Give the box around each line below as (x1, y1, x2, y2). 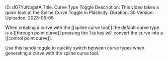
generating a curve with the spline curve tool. (5, 50, 100, 56)
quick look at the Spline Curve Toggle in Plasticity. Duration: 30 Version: (5, 9, 154, 15)
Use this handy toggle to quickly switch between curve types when (5, 45, 145, 50)
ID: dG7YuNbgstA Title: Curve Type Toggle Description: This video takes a (5, 4, 159, 10)
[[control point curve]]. (5, 35, 52, 41)
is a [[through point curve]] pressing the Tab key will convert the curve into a (5, 30, 163, 35)
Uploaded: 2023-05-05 (5, 15, 54, 20)
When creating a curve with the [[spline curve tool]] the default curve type (5, 24, 159, 30)
